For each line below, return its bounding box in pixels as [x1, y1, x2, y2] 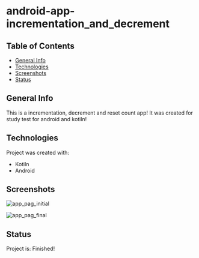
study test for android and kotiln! [6, 115, 87, 122]
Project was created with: [6, 149, 70, 156]
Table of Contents [6, 41, 75, 51]
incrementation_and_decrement [6, 17, 170, 31]
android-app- [6, 4, 75, 18]
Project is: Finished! [6, 245, 55, 253]
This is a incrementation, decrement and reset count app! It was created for [6, 109, 194, 116]
